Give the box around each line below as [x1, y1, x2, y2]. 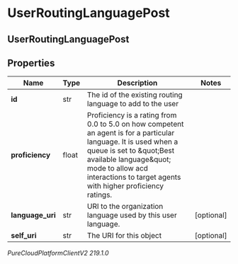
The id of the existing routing [87, 90, 183, 100]
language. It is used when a [87, 137, 178, 147]
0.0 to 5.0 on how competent [87, 119, 184, 129]
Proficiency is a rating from [87, 110, 177, 120]
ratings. [87, 190, 113, 200]
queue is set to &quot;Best [87, 146, 175, 156]
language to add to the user [87, 99, 179, 109]
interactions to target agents [87, 172, 181, 182]
